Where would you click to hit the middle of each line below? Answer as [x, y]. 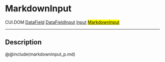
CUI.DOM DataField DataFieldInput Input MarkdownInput [62, 22]
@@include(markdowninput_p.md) [40, 54]
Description [23, 42]
